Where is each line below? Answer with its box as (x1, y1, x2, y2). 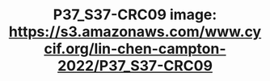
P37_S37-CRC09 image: (53, 6, 217, 24)
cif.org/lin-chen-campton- (43, 40, 227, 58)
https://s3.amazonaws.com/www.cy (8, 22, 262, 41)
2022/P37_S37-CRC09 (57, 57, 213, 75)
